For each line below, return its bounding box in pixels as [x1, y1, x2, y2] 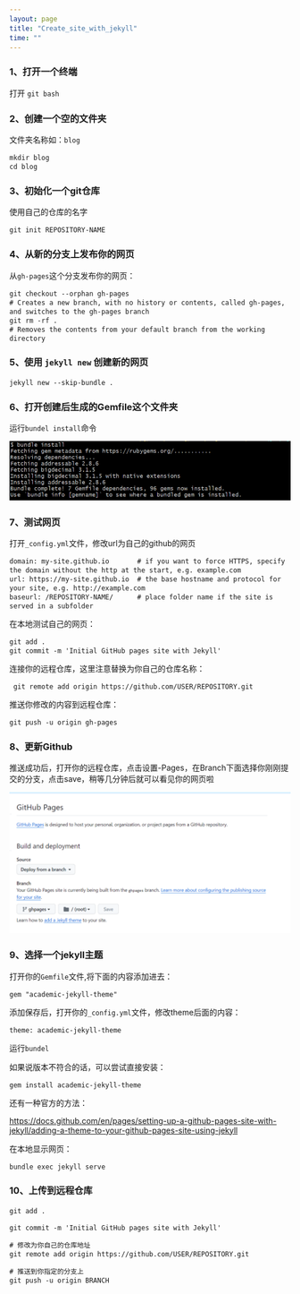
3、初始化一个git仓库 [9, 184, 101, 197]
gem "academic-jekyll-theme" [9, 990, 118, 998]
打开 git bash [9, 88, 60, 99]
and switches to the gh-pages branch [9, 307, 150, 316]
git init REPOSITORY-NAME [9, 226, 105, 235]
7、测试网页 [9, 516, 61, 528]
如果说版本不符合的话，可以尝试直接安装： [9, 1061, 166, 1072]
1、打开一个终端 [9, 65, 78, 78]
